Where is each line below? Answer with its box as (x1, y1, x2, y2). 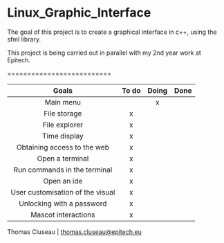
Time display (41, 131, 84, 141)
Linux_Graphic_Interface (7, 5, 151, 21)
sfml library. (7, 35, 41, 43)
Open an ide (43, 176, 83, 186)
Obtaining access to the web (16, 142, 109, 152)
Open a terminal (37, 154, 89, 163)
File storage (44, 109, 82, 118)
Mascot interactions (30, 210, 95, 219)
